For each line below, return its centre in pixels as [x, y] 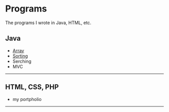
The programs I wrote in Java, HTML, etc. [48, 23]
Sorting [20, 56]
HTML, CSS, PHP [32, 87]
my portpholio [27, 99]
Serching [22, 61]
